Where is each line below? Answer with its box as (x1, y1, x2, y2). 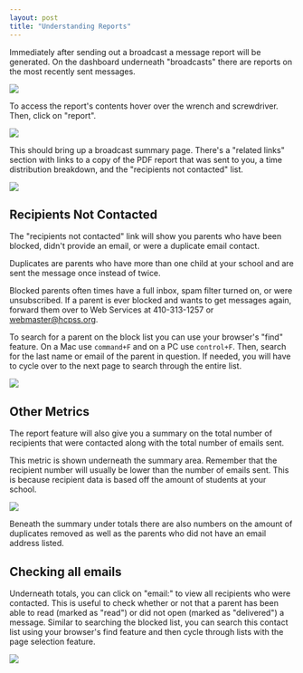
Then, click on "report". (9, 110, 97, 120)
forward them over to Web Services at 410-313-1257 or (9, 304, 214, 315)
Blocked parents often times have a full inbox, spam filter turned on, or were (9, 285, 293, 296)
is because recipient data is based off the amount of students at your (9, 475, 267, 486)
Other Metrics (9, 404, 90, 419)
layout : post (9, 13, 59, 23)
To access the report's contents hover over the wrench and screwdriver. (9, 101, 279, 111)
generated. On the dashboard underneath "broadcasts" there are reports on (9, 56, 292, 67)
